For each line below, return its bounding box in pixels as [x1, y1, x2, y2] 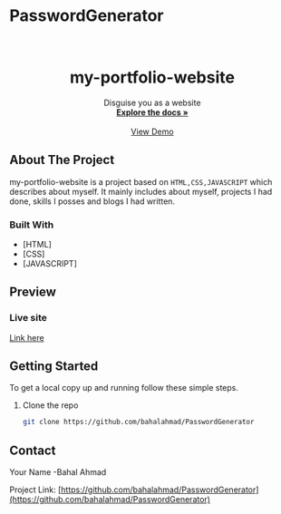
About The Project [9, 152, 115, 168]
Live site [9, 312, 47, 325]
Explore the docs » [116, 106, 189, 118]
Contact [9, 442, 56, 458]
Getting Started [9, 359, 99, 374]
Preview [9, 285, 57, 300]
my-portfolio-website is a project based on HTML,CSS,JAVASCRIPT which [9, 176, 273, 187]
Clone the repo [22, 400, 79, 411]
